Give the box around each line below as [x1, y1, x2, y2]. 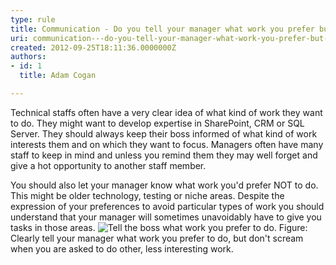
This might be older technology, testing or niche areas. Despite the [10, 189, 285, 201]
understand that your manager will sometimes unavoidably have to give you [10, 211, 322, 223]
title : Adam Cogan [19, 71, 97, 81]
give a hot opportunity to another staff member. [10, 159, 207, 171]
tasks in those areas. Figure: [10, 221, 308, 233]
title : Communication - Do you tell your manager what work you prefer [10, 24, 315, 34]
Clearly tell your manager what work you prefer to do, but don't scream [10, 232, 304, 244]
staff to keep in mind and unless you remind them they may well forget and [10, 149, 318, 161]
